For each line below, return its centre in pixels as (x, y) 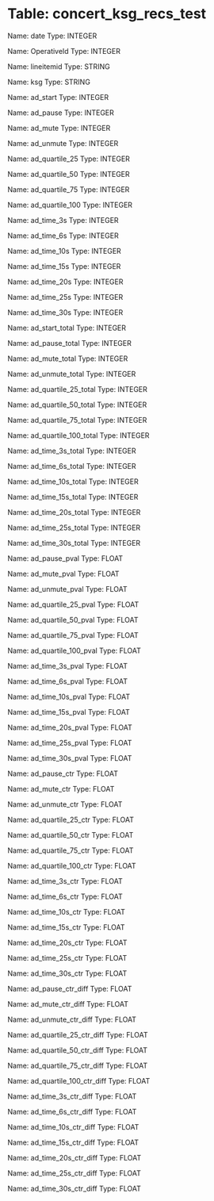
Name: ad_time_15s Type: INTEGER (64, 266)
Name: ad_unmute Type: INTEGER (63, 143)
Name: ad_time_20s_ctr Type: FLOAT (67, 942)
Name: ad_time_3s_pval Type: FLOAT (68, 666)
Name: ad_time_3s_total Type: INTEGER (72, 451)
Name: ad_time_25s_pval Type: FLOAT (70, 742)
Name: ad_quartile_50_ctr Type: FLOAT (71, 835)
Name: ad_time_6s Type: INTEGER (63, 236)
